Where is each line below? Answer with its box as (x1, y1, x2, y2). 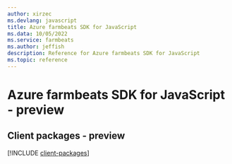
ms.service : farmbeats (7, 37, 74, 44)
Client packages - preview (7, 130, 126, 142)
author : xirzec (7, 10, 52, 18)
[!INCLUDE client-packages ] (7, 148, 90, 157)
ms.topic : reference (7, 57, 68, 64)
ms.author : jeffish (7, 43, 65, 50)
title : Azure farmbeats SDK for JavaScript (7, 23, 138, 30)
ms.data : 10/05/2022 (7, 30, 68, 37)
